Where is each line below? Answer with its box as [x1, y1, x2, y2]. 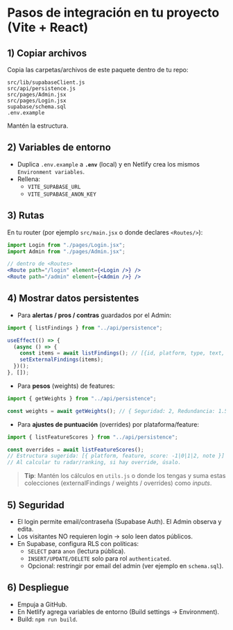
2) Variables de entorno [7, 142, 111, 153]
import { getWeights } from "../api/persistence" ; [7, 395, 157, 402]
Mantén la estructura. [7, 121, 69, 130]
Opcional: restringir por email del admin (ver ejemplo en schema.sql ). [27, 562, 224, 570]
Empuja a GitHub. [17, 600, 68, 608]
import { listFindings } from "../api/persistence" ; [7, 324, 163, 331]
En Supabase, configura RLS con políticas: [17, 540, 139, 547]
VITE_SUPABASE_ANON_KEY [27, 191, 97, 198]
